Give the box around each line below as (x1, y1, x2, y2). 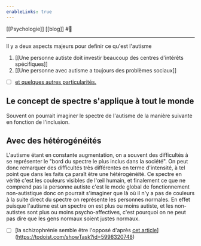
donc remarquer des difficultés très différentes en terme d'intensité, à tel (6, 164, 185, 171)
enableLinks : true (6, 8, 52, 15)
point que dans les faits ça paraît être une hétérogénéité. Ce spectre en (6, 171, 182, 178)
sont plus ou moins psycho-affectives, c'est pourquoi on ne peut (26, 209, 187, 216)
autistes (6, 209, 26, 216)
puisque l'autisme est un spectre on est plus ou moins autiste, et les (6, 202, 173, 209)
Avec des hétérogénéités (6, 135, 102, 145)
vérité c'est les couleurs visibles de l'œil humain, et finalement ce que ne (6, 177, 186, 184)
